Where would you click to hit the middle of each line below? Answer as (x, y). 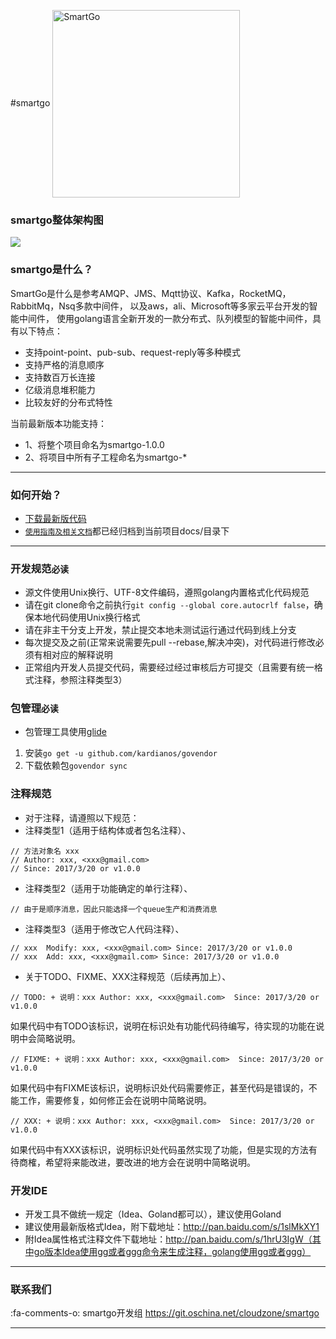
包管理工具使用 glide (65, 732)
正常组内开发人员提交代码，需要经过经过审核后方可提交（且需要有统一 (169, 667)
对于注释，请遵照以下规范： (82, 817)
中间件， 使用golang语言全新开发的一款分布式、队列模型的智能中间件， (165, 318)
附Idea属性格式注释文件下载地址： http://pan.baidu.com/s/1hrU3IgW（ (168, 1239)
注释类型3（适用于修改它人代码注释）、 (104, 929)
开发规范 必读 (40, 568)
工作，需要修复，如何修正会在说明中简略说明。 (115, 1100)
